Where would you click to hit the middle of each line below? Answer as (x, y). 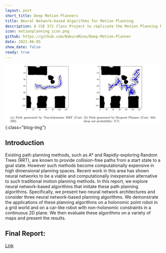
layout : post (19, 10)
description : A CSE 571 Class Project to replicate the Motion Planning (82, 26)
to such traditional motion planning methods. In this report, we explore (77, 181)
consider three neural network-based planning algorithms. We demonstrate (82, 197)
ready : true (17, 52)
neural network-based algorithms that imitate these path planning (72, 186)
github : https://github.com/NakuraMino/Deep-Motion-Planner (68, 37)
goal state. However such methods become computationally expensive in (80, 165)
